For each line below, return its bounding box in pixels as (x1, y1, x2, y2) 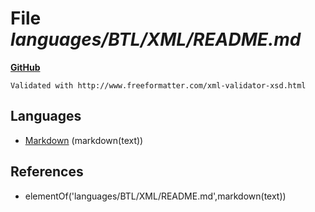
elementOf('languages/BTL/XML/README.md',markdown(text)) (24, 190, 287, 202)
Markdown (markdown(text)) (24, 134, 144, 146)
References (10, 163, 84, 181)
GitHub (10, 61, 41, 73)
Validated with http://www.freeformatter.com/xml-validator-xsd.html (10, 80, 307, 91)
